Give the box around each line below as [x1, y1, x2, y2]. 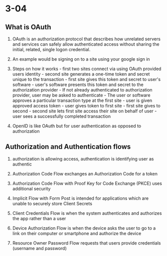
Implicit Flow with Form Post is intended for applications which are [12, 195, 149, 201]
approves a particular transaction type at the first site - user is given [12, 97, 153, 103]
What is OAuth [5, 23, 51, 31]
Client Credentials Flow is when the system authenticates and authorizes [12, 210, 162, 216]
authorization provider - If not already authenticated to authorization [12, 87, 153, 92]
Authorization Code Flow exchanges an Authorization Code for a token [12, 171, 158, 176]
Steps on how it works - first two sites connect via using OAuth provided [12, 66, 162, 72]
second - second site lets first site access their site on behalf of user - [12, 108, 157, 114]
